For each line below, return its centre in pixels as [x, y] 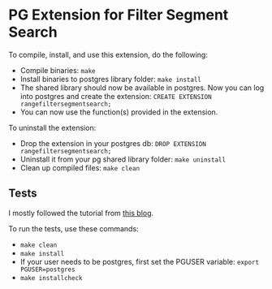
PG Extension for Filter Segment [119, 15]
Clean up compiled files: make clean [80, 167]
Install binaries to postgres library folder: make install [110, 79]
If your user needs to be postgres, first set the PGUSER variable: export [140, 261]
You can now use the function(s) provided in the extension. [119, 112]
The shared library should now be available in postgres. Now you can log [142, 88]
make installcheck [51, 278]
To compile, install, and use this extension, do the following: [108, 54]
